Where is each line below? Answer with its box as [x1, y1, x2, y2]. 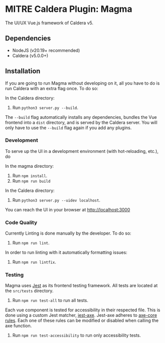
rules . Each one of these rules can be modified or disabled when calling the [5, 318, 159, 324]
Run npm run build [12, 178, 51, 184]
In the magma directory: [5, 163, 54, 169]
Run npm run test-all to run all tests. [12, 297, 88, 303]
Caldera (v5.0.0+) [12, 52, 48, 58]
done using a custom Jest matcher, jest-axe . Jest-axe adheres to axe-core [5, 312, 157, 318]
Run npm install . [12, 172, 48, 179]
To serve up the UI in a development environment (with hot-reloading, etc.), [5, 148, 159, 154]
